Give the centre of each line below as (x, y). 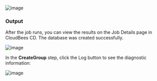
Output (14, 21)
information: (18, 63)
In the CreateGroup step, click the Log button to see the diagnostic (76, 58)
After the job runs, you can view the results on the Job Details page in (79, 32)
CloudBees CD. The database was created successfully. (64, 38)
